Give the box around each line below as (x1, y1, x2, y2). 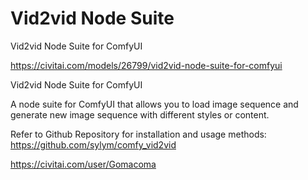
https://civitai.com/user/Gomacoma (10, 158, 157, 170)
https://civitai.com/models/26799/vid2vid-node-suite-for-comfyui (10, 59, 283, 71)
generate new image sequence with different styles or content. (10, 108, 270, 121)
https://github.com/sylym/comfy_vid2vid (10, 138, 177, 151)
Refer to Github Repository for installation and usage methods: (10, 128, 267, 140)
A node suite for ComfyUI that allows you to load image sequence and (10, 98, 299, 110)
